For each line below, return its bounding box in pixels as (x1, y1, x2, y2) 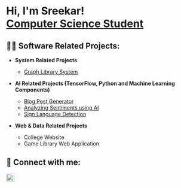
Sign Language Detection (23, 111, 87, 117)
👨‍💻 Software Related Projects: (6, 41, 120, 51)
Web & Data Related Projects (14, 122, 88, 129)
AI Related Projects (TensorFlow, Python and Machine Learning (14, 80, 175, 87)
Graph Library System (23, 68, 78, 75)
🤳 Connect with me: (6, 157, 81, 168)
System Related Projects (14, 57, 78, 63)
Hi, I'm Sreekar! (6, 4, 85, 18)
